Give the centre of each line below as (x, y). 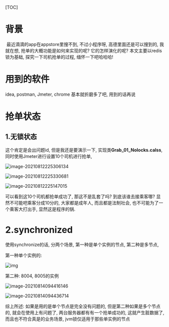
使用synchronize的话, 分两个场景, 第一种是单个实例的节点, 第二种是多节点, (82, 244)
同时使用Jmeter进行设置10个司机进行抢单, (49, 156)
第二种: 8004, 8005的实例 (32, 276)
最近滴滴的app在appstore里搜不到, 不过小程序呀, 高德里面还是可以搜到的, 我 (85, 44)
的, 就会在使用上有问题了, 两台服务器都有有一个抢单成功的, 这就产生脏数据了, (85, 312)
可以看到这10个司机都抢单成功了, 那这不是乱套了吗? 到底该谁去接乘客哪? (80, 196)
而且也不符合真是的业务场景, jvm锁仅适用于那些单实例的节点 (68, 319)
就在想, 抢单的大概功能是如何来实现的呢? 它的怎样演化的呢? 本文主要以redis (84, 51)
